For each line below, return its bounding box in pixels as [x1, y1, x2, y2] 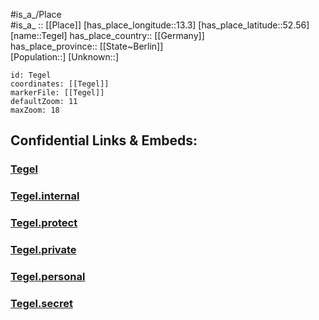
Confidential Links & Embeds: [10, 132, 198, 149]
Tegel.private [10, 243, 77, 257]
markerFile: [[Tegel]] [10, 88, 105, 98]
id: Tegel [10, 70, 52, 80]
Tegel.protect [10, 216, 78, 230]
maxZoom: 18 [10, 105, 60, 115]
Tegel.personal [10, 270, 86, 283]
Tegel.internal [10, 189, 80, 203]
